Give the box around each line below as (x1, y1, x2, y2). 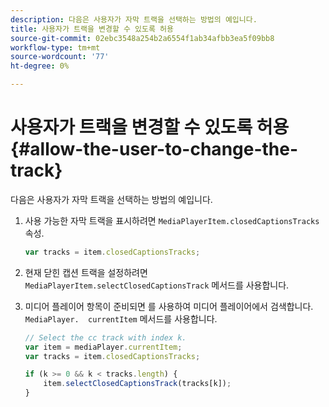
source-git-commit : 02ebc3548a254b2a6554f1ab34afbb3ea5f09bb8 (10, 33, 275, 43)
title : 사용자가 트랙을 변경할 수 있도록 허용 (10, 24, 174, 34)
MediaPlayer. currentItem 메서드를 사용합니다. (24, 312, 218, 325)
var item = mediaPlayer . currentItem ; (24, 342, 183, 352)
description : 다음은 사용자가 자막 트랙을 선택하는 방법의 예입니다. (10, 14, 258, 25)
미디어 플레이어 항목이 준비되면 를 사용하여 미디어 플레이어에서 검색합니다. (24, 300, 314, 312)
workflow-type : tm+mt (10, 42, 101, 53)
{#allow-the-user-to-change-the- (10, 138, 299, 161)
